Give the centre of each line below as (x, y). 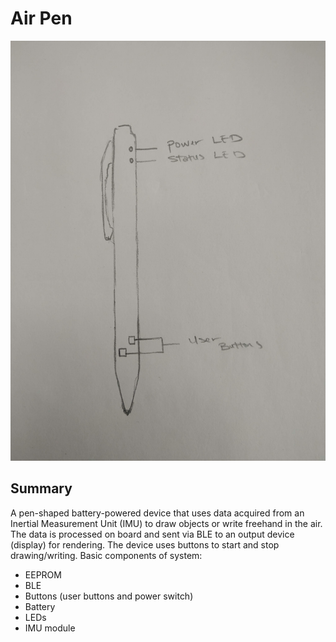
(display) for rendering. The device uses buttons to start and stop (145, 544)
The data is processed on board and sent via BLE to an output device (152, 534)
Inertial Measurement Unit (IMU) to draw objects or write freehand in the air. (166, 523)
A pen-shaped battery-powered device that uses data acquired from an (157, 513)
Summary (41, 488)
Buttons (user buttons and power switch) (109, 596)
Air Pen (41, 18)
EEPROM (43, 574)
